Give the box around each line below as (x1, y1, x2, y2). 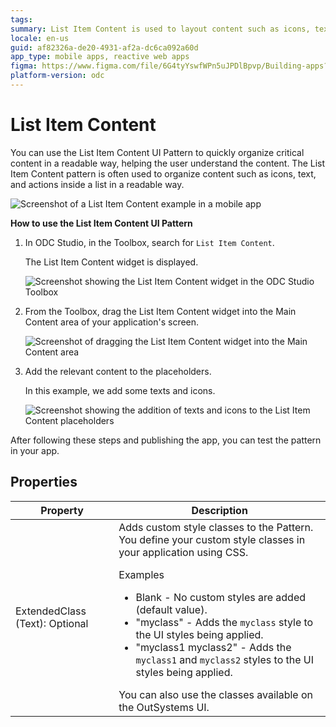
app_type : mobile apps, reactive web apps (10, 52, 190, 62)
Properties (10, 474, 78, 491)
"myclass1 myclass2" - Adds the (135, 640, 292, 654)
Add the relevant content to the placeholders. (24, 365, 212, 377)
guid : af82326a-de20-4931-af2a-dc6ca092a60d (10, 42, 199, 53)
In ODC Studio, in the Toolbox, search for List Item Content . (24, 236, 275, 248)
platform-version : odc (10, 71, 105, 81)
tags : (10, 14, 33, 25)
